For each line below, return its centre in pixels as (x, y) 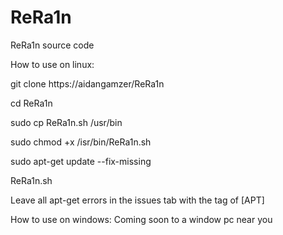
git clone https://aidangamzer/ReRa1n (87, 83)
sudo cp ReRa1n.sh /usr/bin (66, 122)
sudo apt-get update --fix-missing (81, 161)
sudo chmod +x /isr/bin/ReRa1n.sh (81, 142)
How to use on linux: (52, 64)
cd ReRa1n (31, 103)
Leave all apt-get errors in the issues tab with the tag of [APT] (137, 200)
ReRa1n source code (52, 45)
